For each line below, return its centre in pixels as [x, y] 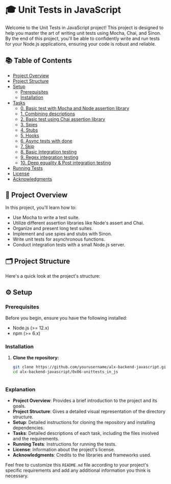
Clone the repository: [36, 358]
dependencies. [28, 428]
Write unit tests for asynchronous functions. [59, 239]
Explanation [20, 390]
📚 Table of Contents [39, 61]
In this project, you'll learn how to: [41, 207]
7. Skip [27, 146]
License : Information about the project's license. [64, 450]
